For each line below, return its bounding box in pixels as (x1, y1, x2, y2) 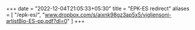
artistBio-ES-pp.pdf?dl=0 (6, 18, 68, 24)
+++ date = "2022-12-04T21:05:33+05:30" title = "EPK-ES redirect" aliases (6, 5, 190, 12)
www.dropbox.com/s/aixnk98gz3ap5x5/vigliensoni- (44, 11, 171, 18)
